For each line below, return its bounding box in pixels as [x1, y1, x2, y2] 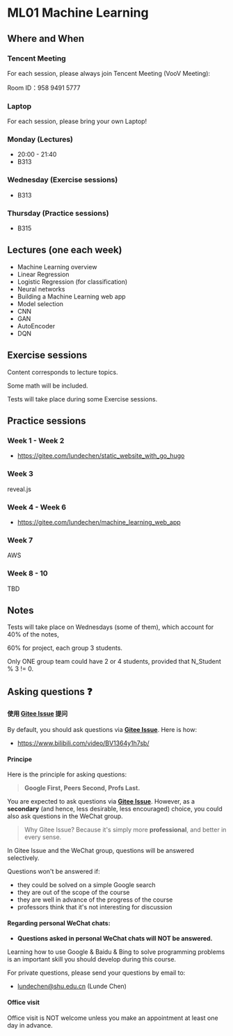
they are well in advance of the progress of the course [17, 895, 173, 904]
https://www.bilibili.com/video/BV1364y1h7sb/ [17, 739, 150, 747]
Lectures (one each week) [7, 244, 123, 256]
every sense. [24, 833, 62, 841]
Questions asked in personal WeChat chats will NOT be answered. [17, 934, 214, 943]
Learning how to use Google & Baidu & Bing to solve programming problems [7, 948, 225, 956]
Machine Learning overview [17, 262, 97, 271]
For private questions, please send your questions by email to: [7, 969, 186, 977]
